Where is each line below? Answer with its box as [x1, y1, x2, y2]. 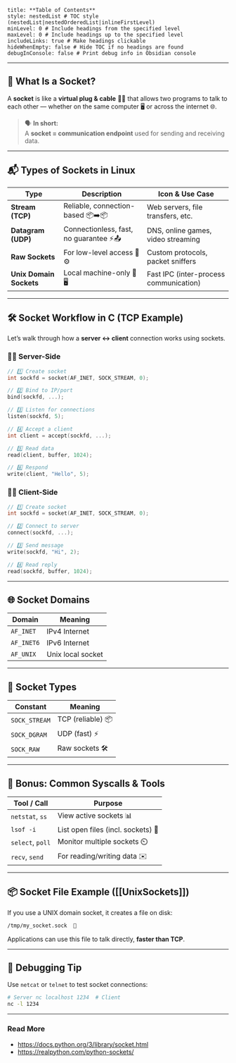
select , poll [11, 837, 51, 847]
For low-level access [63, 247, 133, 257]
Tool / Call [13, 798, 48, 808]
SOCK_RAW [11, 745, 40, 754]
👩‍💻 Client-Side [7, 487, 58, 497]
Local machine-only [63, 268, 131, 278]
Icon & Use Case [157, 189, 214, 199]
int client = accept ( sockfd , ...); [7, 432, 112, 439]
